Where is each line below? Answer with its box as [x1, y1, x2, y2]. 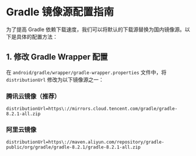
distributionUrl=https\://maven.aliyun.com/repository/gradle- [6, 139, 165, 145]
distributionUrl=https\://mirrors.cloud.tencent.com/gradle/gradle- [6, 106, 178, 112]
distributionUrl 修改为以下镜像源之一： [6, 76, 104, 83]
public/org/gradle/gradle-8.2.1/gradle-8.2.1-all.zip [6, 144, 141, 150]
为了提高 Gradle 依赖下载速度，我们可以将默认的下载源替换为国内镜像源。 [6, 26, 185, 33]
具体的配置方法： [16, 33, 58, 40]
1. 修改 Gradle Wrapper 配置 [6, 52, 108, 62]
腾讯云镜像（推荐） [6, 92, 61, 100]
